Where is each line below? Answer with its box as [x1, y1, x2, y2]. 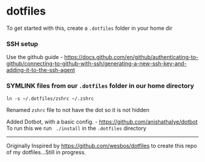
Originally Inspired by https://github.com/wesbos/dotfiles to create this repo [6, 142, 197, 149]
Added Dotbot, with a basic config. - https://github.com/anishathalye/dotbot [6, 118, 198, 125]
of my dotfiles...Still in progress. [6, 148, 87, 156]
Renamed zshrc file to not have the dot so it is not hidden [6, 106, 149, 113]
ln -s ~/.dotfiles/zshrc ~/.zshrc [6, 96, 95, 102]
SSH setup [6, 40, 38, 48]
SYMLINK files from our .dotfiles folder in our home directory [6, 82, 195, 90]
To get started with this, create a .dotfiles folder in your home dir [6, 24, 173, 32]
